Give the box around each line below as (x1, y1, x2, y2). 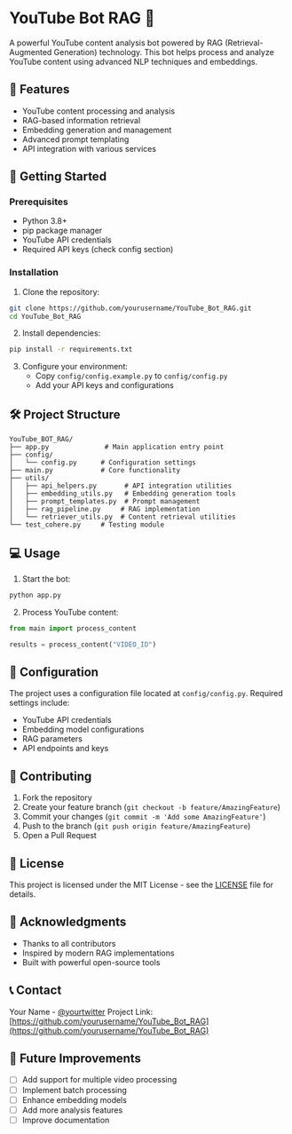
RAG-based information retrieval (21, 115, 141, 125)
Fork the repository (21, 792, 93, 803)
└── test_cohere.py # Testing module (9, 520, 165, 529)
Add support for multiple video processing (21, 1075, 178, 1085)
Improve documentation (21, 1114, 110, 1125)
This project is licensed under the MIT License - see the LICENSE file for (9, 879, 273, 891)
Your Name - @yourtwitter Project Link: (9, 1006, 154, 1017)
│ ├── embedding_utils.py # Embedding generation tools (9, 489, 237, 498)
